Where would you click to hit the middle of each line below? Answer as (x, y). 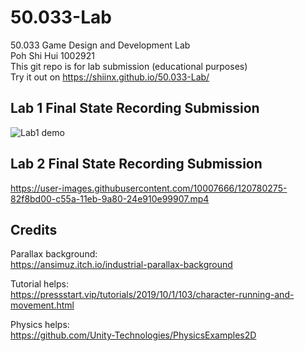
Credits (34, 229)
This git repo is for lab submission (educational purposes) (129, 66)
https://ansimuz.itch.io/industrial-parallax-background (121, 265)
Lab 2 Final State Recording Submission (136, 164)
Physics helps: (40, 325)
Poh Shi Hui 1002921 (52, 55)
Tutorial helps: (39, 284)
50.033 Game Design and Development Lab (100, 45)
